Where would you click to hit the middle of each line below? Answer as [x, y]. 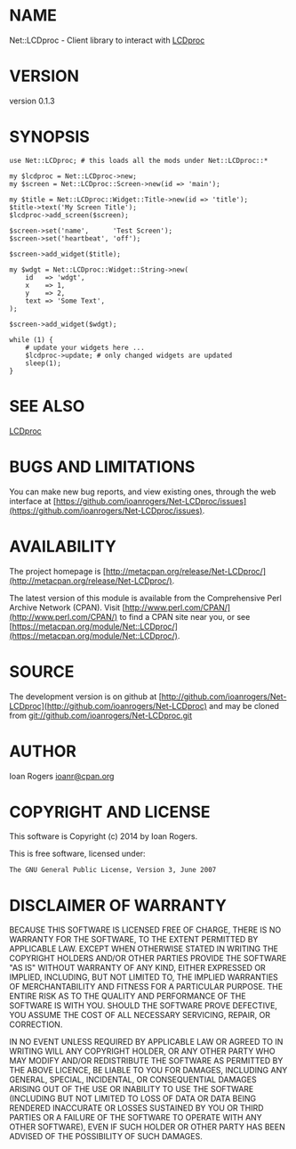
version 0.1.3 [32, 101]
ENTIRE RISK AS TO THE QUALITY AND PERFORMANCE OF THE [128, 996]
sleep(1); [44, 363]
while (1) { [31, 339]
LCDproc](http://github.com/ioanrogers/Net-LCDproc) [108, 705]
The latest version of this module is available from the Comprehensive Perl [145, 598]
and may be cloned [244, 705]
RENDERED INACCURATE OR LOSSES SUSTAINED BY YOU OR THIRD [136, 1108]
